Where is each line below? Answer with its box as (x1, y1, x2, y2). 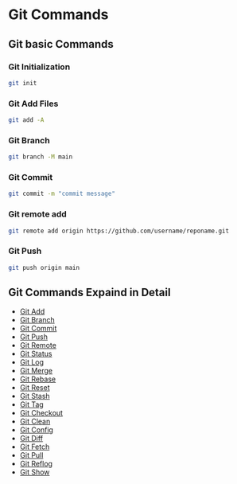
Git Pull (19, 451, 44, 460)
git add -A (8, 116, 45, 124)
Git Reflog (19, 459, 53, 469)
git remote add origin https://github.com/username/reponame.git (8, 227, 229, 235)
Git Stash (19, 392, 50, 401)
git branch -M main (8, 153, 73, 161)
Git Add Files (8, 98, 59, 109)
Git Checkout (19, 408, 64, 418)
